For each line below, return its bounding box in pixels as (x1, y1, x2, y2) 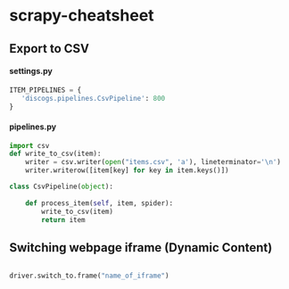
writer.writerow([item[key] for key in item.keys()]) (25, 166, 229, 175)
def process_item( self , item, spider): (25, 198, 174, 208)
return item (41, 215, 87, 224)
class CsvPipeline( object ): (9, 182, 114, 192)
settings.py (9, 66, 54, 77)
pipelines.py (9, 121, 56, 132)
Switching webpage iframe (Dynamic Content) (9, 240, 273, 255)
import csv (9, 141, 50, 150)
